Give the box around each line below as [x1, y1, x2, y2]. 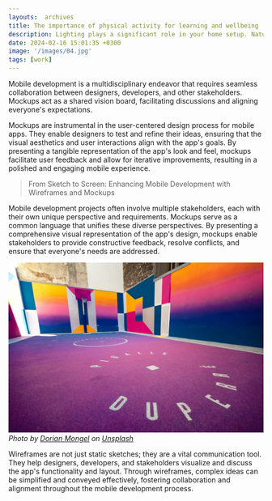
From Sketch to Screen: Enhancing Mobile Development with [28, 179, 231, 189]
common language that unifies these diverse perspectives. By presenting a [8, 221, 259, 230]
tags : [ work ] [8, 56, 53, 64]
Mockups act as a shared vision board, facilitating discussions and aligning [8, 96, 259, 105]
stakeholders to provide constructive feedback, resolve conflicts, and [8, 238, 240, 247]
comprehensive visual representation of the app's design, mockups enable [8, 229, 257, 239]
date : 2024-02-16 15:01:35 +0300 [8, 39, 121, 47]
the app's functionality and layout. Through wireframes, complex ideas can [8, 466, 259, 476]
